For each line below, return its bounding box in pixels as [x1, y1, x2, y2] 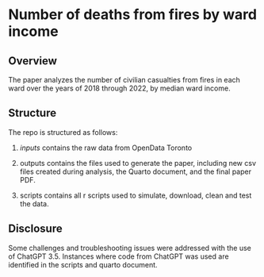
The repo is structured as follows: [8, 127, 118, 137]
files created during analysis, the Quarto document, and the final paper [19, 167, 252, 176]
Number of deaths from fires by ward [8, 6, 258, 24]
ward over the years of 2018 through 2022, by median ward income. [8, 83, 231, 93]
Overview [8, 54, 58, 67]
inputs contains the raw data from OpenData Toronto [19, 143, 193, 152]
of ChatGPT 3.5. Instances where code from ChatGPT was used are [8, 252, 229, 261]
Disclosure [8, 222, 63, 236]
